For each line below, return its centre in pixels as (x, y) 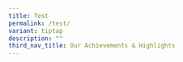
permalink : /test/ (39, 23)
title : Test (28, 16)
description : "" (36, 38)
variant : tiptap (36, 31)
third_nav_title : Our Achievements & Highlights (92, 46)
